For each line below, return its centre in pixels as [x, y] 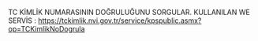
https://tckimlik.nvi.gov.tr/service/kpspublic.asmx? [120, 20]
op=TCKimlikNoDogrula [47, 29]
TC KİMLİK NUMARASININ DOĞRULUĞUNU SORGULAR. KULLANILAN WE [129, 12]
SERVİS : [22, 20]
